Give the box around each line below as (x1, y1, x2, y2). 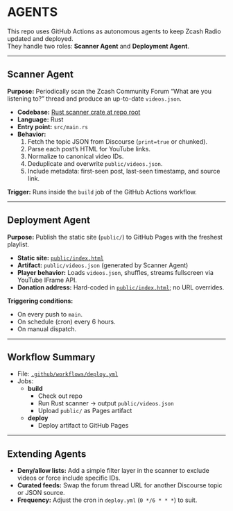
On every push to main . (17, 310, 83, 318)
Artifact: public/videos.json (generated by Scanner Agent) (17, 261, 189, 269)
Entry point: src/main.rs (17, 122, 89, 131)
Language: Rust (17, 115, 64, 124)
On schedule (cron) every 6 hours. (17, 317, 116, 326)
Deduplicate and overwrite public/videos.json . (27, 159, 163, 167)
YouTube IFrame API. (17, 276, 78, 284)
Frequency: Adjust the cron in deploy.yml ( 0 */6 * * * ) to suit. (17, 496, 198, 504)
